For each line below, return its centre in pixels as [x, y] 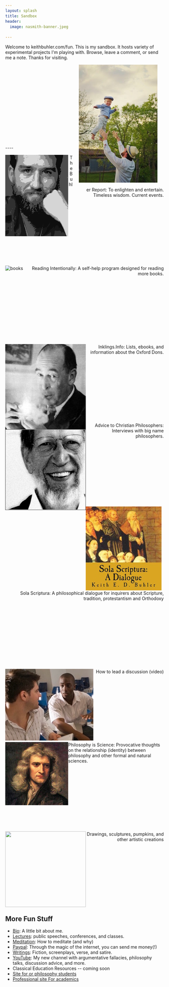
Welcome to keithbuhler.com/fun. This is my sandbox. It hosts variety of [80, 47]
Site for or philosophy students [45, 973]
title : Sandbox [21, 16]
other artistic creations [140, 840]
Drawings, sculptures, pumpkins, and [125, 834]
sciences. [78, 761]
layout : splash [21, 11]
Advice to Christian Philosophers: [129, 425]
